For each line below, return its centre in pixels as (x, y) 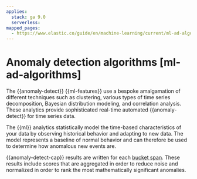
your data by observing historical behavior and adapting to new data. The (95, 134)
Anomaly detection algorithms (82, 63)
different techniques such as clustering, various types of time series (88, 97)
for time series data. (52, 116)
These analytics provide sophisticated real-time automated (77, 110)
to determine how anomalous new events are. (61, 146)
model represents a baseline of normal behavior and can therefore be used (97, 140)
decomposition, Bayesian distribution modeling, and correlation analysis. (94, 104)
